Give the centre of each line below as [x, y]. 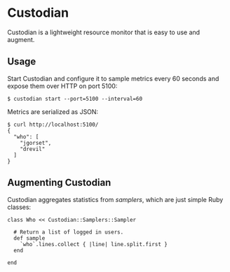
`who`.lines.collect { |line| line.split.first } [94, 244]
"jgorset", [36, 143]
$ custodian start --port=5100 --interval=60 [75, 99]
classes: [19, 207]
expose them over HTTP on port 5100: [62, 86]
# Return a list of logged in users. [69, 232]
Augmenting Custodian [59, 183]
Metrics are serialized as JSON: [53, 112]
